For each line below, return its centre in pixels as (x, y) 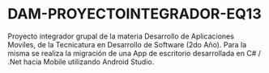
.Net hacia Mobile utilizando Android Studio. (81, 62)
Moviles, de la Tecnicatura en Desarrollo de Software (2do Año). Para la (127, 44)
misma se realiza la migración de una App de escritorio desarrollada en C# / (134, 53)
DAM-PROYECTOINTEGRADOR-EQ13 (134, 14)
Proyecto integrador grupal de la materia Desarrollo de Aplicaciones (121, 36)
